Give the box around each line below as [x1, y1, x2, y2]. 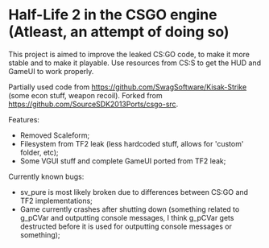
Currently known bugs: [8, 172, 85, 181]
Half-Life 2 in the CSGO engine [8, 6, 217, 24]
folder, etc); [19, 147, 59, 157]
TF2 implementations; [19, 196, 93, 205]
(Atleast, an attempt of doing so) [8, 23, 230, 41]
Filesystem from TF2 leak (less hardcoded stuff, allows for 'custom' [19, 138, 244, 148]
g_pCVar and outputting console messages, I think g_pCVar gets [19, 213, 234, 222]
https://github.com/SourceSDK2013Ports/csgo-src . [8, 99, 179, 109]
